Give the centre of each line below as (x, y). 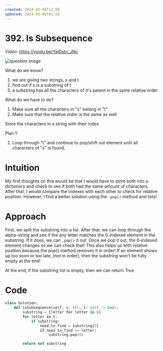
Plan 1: (12, 133)
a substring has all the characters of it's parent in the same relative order (85, 90)
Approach (26, 216)
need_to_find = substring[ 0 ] (69, 326)
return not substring (45, 344)
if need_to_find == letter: (68, 330)
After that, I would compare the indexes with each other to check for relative (81, 192)
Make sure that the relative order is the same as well (64, 115)
